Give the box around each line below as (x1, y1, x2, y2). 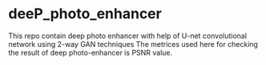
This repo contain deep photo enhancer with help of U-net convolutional (8, 31, 247, 40)
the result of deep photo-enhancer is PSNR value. (8, 48, 173, 57)
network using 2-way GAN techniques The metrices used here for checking (8, 39, 259, 48)
